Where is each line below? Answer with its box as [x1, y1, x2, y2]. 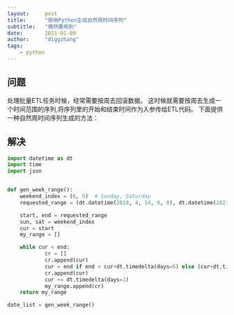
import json [7, 168, 42, 175]
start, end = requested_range [19, 211, 108, 219]
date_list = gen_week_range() [7, 302, 95, 309]
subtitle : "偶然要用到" [7, 23, 77, 30]
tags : [7, 42, 23, 49]
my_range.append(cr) [44, 282, 104, 289]
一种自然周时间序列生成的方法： [7, 113, 99, 122]
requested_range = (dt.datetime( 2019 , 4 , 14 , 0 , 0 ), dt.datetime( [19, 199, 217, 206]
